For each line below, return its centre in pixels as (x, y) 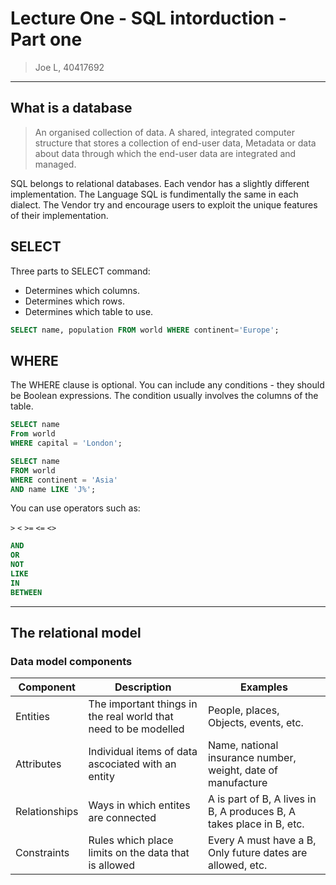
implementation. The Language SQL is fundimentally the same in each (154, 194)
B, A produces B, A (252, 812)
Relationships (47, 812)
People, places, (243, 710)
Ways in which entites (139, 805)
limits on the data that (139, 853)
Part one (46, 39)
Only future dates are (257, 853)
